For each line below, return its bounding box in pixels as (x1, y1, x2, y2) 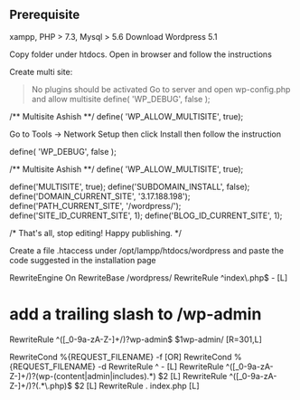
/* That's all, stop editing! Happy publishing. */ (9, 227, 183, 238)
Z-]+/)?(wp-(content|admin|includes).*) (9, 370, 156, 381)
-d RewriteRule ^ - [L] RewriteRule (98, 361, 224, 372)
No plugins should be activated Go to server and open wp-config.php (31, 83, 291, 94)
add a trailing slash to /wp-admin (9, 304, 262, 324)
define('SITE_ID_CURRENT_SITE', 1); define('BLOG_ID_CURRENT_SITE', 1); (9, 210, 283, 221)
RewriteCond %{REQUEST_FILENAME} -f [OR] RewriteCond (9, 351, 232, 362)
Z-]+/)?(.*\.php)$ (9, 380, 72, 391)
